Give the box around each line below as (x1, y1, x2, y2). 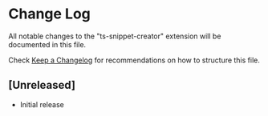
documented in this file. (8, 39, 87, 49)
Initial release (19, 99, 64, 109)
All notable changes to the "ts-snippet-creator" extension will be (8, 31, 221, 41)
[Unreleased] (8, 78, 76, 92)
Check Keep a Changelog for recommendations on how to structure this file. (8, 55, 261, 65)
